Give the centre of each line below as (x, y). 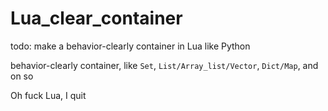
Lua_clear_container (96, 18)
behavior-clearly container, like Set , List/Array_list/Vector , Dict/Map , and (164, 65)
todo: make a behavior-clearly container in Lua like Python (130, 46)
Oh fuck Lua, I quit (48, 95)
